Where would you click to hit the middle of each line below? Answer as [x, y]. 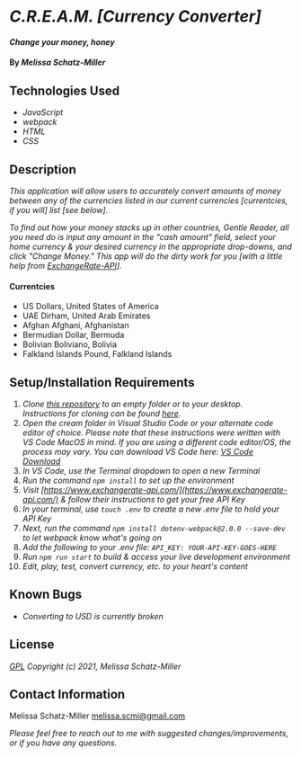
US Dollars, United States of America [90, 307]
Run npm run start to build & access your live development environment [156, 557]
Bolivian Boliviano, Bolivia [70, 344]
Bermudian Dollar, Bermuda [73, 335]
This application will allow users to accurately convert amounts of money [145, 191]
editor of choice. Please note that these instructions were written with [151, 432]
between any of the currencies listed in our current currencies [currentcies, [149, 200]
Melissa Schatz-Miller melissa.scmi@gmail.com [97, 716]
